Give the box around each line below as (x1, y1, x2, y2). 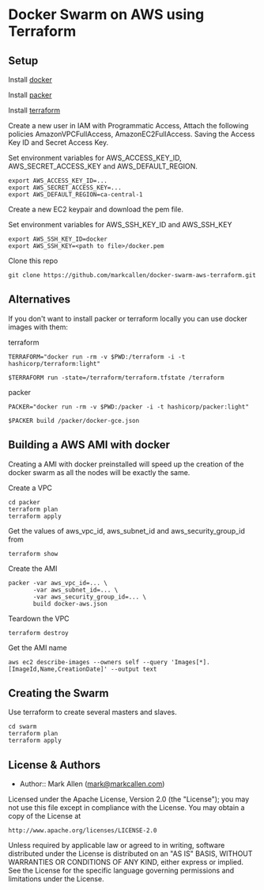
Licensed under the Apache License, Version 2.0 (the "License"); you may (8, 794, 250, 804)
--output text (110, 665, 157, 673)
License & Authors (8, 758, 101, 771)
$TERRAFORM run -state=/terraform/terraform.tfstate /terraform (8, 374, 224, 382)
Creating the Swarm (8, 687, 109, 700)
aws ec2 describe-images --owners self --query (8, 658, 168, 666)
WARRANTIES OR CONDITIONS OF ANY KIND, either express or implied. (8, 858, 243, 867)
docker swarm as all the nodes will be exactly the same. (8, 467, 190, 477)
